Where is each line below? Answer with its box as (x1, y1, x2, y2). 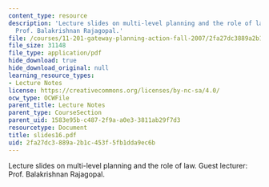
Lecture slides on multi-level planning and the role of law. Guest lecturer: (8, 161, 248, 170)
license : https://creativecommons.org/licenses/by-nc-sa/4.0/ (8, 86, 220, 95)
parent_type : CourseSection (8, 109, 102, 117)
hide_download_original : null (8, 64, 110, 72)
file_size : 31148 (8, 42, 66, 50)
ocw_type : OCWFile (8, 94, 70, 102)
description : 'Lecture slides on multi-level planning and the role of (8, 19, 252, 27)
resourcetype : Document (8, 124, 88, 132)
